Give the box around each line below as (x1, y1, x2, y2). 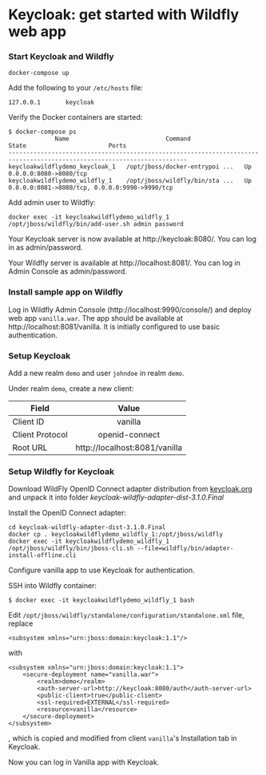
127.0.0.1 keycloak (8, 98, 94, 107)
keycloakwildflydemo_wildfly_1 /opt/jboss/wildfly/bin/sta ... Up (8, 177, 252, 185)
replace (8, 619, 34, 628)
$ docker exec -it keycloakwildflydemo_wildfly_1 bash (8, 596, 195, 604)
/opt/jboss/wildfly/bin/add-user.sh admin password (8, 220, 184, 228)
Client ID (12, 417, 45, 428)
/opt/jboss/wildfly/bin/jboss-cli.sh (8, 544, 134, 552)
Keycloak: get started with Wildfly (8, 6, 240, 24)
